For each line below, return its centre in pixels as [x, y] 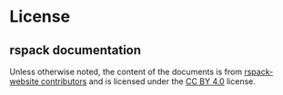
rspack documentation [76, 50]
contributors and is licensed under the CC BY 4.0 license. [148, 81]
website [24, 81]
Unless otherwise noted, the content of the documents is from [126, 71]
